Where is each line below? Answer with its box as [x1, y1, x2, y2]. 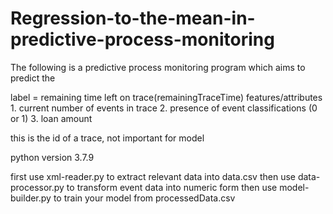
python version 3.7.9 [10, 151, 95, 163]
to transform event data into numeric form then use [66, 181, 278, 193]
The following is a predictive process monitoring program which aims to [10, 61, 306, 73]
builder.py [10, 192, 52, 204]
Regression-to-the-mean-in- [10, 7, 256, 30]
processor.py [10, 181, 65, 193]
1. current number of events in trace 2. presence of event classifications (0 [10, 102, 318, 114]
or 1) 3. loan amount [10, 112, 93, 124]
